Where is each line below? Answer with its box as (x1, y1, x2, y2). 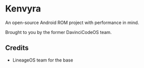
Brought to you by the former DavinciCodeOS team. (5, 29, 112, 35)
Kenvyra (5, 3, 41, 14)
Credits (5, 43, 29, 52)
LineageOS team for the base (12, 57, 74, 63)
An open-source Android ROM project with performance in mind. (5, 19, 139, 25)
